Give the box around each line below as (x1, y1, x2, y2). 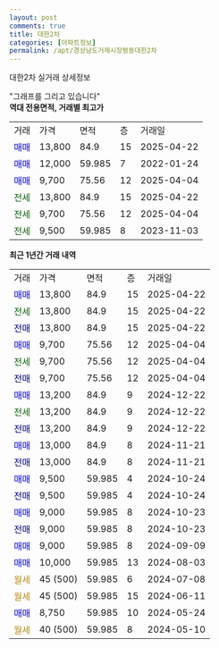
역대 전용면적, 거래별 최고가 (9, 102, 105, 113)
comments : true (9, 21, 66, 30)
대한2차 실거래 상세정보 (9, 72, 91, 83)
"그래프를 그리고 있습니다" (9, 91, 101, 102)
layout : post (9, 13, 58, 22)
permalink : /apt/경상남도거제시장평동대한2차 (9, 46, 157, 55)
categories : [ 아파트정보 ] (9, 38, 97, 47)
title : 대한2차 (9, 29, 61, 38)
